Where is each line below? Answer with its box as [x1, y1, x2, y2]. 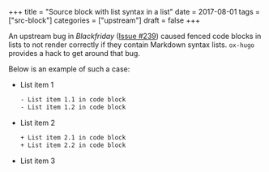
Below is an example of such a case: [8, 64, 130, 74]
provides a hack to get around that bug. [8, 49, 140, 58]
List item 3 [19, 156, 55, 166]
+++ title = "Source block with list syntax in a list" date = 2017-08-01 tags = [8, 7, 261, 16]
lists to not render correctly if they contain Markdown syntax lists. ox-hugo [8, 40, 255, 49]
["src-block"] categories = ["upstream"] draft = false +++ [8, 15, 201, 25]
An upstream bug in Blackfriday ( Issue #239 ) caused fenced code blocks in [8, 32, 262, 41]
